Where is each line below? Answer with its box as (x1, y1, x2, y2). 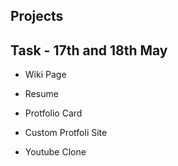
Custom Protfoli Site (24, 127, 108, 139)
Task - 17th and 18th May (10, 42, 168, 59)
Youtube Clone (24, 146, 87, 158)
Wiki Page (24, 69, 67, 81)
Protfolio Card (24, 107, 83, 119)
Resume (24, 88, 59, 100)
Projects (10, 8, 64, 25)
